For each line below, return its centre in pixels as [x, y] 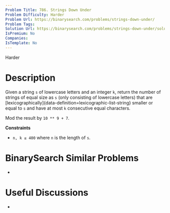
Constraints [18, 128]
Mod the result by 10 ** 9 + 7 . [37, 118]
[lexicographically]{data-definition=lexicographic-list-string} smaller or [79, 102]
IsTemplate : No [21, 43]
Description [30, 78]
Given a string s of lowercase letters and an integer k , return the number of [83, 92]
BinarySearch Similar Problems [72, 158]
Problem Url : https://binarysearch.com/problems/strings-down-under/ [80, 19]
